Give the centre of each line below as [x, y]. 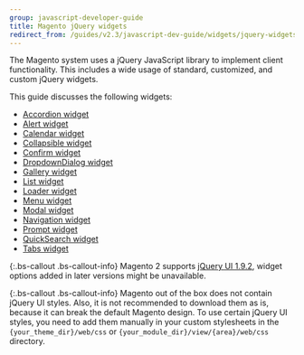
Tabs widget [46, 248]
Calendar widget [53, 134]
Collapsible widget [57, 143]
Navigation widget [57, 220]
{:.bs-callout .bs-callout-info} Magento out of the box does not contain [141, 294]
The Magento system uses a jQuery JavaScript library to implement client [146, 61]
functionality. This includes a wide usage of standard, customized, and [141, 70]
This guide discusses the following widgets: [91, 97]
